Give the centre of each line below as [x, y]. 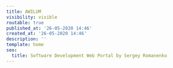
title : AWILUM [24, 12]
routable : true [25, 22]
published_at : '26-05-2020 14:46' [49, 28]
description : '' [26, 39]
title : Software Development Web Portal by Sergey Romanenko [89, 56]
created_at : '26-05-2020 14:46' [46, 34]
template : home [25, 45]
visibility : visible [32, 17]
